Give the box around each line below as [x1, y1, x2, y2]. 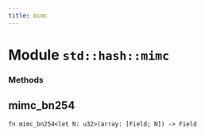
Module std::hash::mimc [8, 45, 170, 64]
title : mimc [8, 11, 48, 20]
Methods [8, 74, 44, 85]
